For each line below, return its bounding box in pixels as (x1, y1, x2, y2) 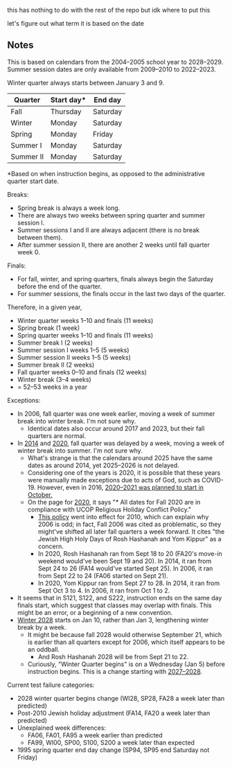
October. (27, 490, 53, 498)
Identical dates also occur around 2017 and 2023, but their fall (27, 424, 205, 433)
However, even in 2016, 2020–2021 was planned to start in (37, 483, 204, 491)
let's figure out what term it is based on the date (7, 19, 144, 27)
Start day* (51, 95, 87, 105)
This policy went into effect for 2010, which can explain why (37, 512, 209, 521)
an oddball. (27, 645, 60, 654)
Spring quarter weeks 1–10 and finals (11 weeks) (17, 331, 154, 339)
